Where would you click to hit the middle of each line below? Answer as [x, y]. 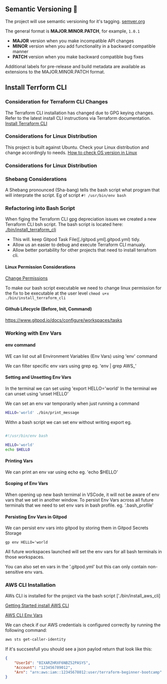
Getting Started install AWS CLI [37, 606]
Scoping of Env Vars [27, 484]
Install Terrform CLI [36, 87]
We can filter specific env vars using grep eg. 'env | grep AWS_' [71, 366]
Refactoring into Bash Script [40, 208]
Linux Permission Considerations [40, 267]
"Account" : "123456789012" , [43, 668]
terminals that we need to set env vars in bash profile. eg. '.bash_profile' [79, 505]
